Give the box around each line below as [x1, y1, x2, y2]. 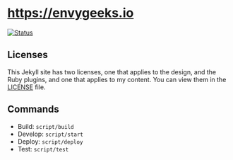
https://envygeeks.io [7, 5, 134, 21]
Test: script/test [17, 144, 69, 153]
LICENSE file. [7, 83, 46, 91]
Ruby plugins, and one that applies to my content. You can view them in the [7, 75, 227, 84]
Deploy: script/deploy [17, 137, 83, 146]
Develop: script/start [17, 130, 83, 138]
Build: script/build [17, 122, 74, 130]
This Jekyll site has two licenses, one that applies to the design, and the [7, 67, 217, 76]
